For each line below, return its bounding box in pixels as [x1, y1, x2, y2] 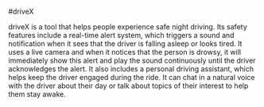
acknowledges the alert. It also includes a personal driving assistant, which [8, 64, 254, 74]
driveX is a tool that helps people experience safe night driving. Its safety [8, 22, 248, 31]
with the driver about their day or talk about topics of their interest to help [8, 81, 249, 90]
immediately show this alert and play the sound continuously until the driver [8, 55, 256, 65]
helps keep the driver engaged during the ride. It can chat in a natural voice [8, 73, 256, 82]
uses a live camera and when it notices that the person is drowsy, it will [8, 48, 241, 56]
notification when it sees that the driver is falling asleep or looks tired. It [8, 39, 243, 48]
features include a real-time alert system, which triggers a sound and [8, 31, 235, 40]
